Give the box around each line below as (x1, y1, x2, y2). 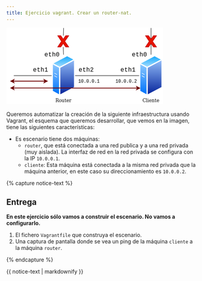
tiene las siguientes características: (6, 123, 95, 130)
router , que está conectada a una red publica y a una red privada (24, 141, 189, 149)
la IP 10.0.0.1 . (24, 154, 60, 162)
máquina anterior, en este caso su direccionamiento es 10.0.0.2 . (24, 168, 187, 175)
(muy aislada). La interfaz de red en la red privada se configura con (24, 148, 193, 155)
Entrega (6, 197, 37, 207)
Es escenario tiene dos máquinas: (15, 135, 100, 143)
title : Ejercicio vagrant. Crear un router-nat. (6, 10, 132, 16)
